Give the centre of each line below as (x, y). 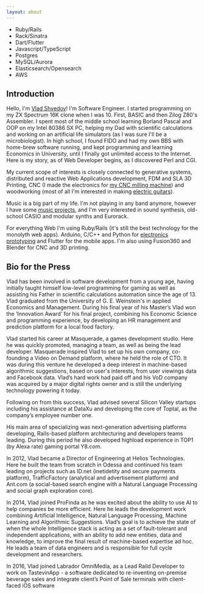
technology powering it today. (44, 390)
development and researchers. (45, 554)
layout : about (24, 12)
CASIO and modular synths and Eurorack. (76, 216)
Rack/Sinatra (31, 36)
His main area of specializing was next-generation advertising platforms (97, 427)
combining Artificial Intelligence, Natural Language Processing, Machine (97, 515)
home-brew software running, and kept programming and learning (90, 148)
